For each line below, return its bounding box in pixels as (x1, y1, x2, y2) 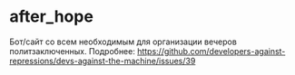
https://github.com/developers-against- (137, 45, 286, 56)
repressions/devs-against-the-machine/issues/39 (9, 55, 196, 66)
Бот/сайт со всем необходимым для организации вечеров (9, 36, 238, 47)
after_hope (9, 6, 93, 27)
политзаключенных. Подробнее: (9, 45, 136, 56)
